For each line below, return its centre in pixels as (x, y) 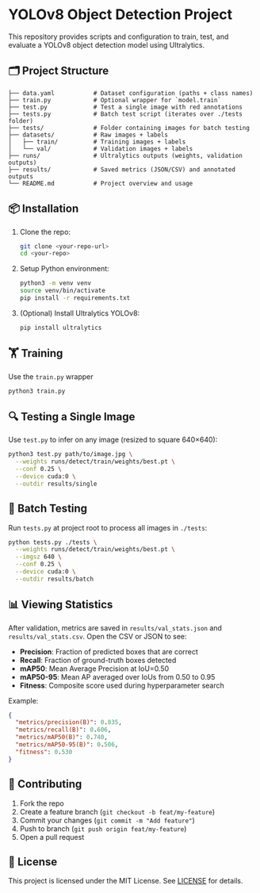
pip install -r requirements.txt (75, 298)
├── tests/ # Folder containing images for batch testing (129, 128)
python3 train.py (37, 391)
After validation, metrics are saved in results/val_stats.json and (115, 627)
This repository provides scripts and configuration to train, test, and (119, 36)
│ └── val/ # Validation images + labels (101, 148)
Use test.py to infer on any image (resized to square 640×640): (113, 440)
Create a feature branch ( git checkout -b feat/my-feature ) (117, 811)
